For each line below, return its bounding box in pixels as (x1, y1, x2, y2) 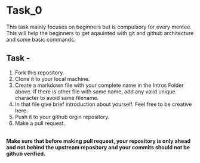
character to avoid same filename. (14, 94, 99, 101)
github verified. (6, 150, 46, 157)
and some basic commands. (6, 36, 76, 43)
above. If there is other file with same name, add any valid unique (14, 87, 176, 95)
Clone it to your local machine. (14, 75, 90, 82)
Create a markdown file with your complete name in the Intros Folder (14, 81, 184, 89)
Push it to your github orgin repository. (14, 113, 110, 120)
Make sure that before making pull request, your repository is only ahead (6, 137, 191, 145)
